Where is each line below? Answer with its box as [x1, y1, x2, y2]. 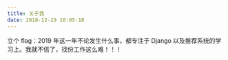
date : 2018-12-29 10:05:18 [7, 17, 85, 23]
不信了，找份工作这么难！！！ [37, 45, 122, 53]
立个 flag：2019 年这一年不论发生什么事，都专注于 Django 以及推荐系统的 [7, 36, 216, 45]
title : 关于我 [7, 10, 45, 17]
